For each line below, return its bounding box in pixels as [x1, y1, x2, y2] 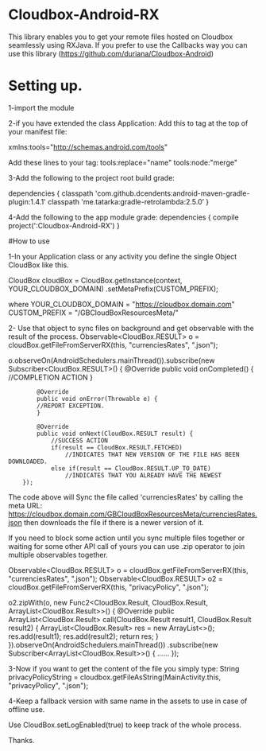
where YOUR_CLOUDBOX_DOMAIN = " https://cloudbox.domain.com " [8, 299, 236, 309]
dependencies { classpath [8, 189, 94, 198]
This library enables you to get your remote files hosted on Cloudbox [8, 32, 233, 41]
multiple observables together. [8, 550, 109, 559]
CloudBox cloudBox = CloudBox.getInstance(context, [8, 275, 183, 285]
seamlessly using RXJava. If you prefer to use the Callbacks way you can [8, 40, 248, 49]
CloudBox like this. [8, 260, 69, 270]
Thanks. [8, 735, 35, 745]
